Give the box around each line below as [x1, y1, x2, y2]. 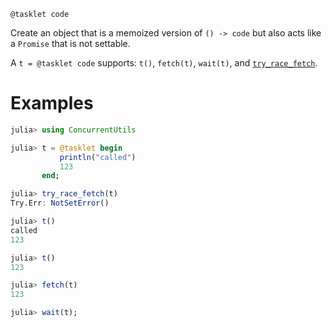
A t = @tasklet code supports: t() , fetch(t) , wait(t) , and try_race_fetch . [10, 57, 318, 69]
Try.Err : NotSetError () [10, 198, 110, 209]
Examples [10, 92, 94, 115]
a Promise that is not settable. [10, 38, 131, 49]
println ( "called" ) [59, 152, 137, 162]
